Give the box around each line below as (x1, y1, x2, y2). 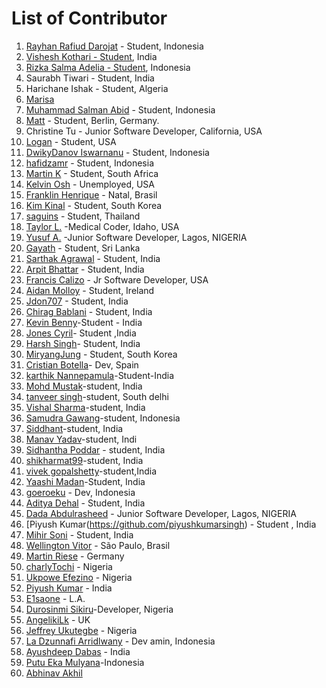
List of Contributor (11, 7, 168, 30)
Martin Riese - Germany (25, 550, 125, 562)
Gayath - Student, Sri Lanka (25, 242, 141, 254)
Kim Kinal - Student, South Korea (25, 199, 163, 211)
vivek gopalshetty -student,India (25, 465, 158, 477)
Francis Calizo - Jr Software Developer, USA (25, 273, 209, 286)
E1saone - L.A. (25, 592, 86, 604)
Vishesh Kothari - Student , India (25, 50, 158, 62)
